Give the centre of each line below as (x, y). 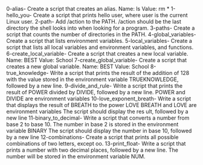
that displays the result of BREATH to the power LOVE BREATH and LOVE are (101, 105)
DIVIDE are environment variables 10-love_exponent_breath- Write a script (99, 99)
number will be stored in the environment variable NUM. (76, 156)
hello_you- (19, 15)
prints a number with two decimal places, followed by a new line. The (92, 150)
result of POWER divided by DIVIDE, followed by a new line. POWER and (96, 92)
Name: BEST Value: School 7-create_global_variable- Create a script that (97, 60)
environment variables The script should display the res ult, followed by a (97, 112)
